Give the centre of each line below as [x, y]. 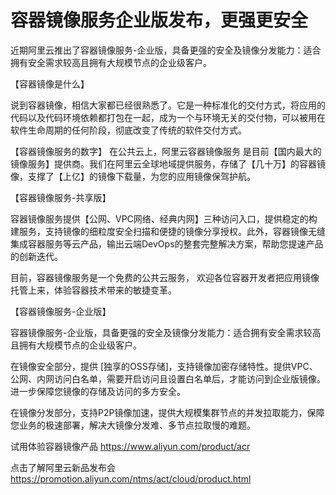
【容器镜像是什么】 [50, 83]
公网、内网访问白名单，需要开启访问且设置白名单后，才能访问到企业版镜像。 [168, 378]
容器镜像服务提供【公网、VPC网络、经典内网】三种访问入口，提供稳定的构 [164, 218]
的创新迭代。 [36, 256]
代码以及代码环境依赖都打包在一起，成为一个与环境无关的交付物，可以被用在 [168, 117]
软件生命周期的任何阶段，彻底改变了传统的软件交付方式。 [128, 130]
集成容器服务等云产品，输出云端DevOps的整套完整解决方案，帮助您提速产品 [167, 243]
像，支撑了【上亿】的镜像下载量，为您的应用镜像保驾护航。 [133, 176]
